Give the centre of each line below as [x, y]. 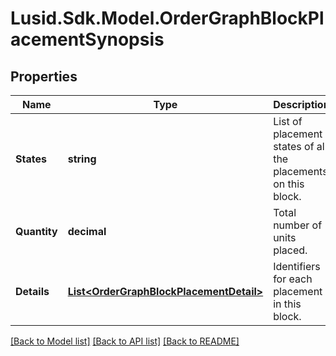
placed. [290, 250]
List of [288, 121]
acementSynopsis [87, 39]
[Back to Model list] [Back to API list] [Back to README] [125, 341]
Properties [44, 76]
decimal [87, 231]
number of [298, 225]
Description [301, 104]
